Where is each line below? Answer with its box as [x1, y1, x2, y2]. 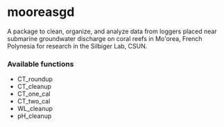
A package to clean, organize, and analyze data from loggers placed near [7, 27, 217, 35]
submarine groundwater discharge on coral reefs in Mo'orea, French [7, 34, 203, 42]
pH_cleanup [17, 112, 52, 120]
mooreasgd [7, 4, 75, 20]
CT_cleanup [17, 83, 52, 91]
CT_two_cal [17, 97, 51, 105]
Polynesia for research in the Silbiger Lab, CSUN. [7, 42, 148, 50]
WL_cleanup [17, 105, 53, 113]
